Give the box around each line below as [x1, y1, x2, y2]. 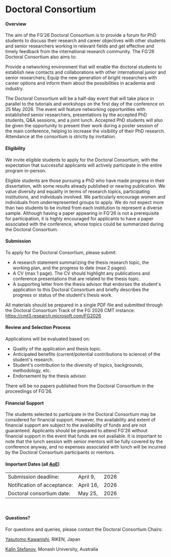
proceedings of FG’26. [5, 388, 53, 394]
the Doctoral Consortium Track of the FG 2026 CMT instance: [5, 307, 135, 313]
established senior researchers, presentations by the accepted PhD [5, 112, 147, 118]
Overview [5, 20, 27, 27]
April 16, [78, 482, 99, 489]
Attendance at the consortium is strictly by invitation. [5, 133, 116, 140]
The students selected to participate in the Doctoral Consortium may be [5, 411, 156, 417]
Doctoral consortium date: [8, 490, 70, 497]
